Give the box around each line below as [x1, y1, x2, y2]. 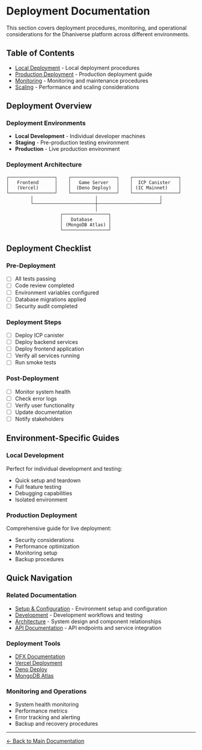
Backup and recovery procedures [14, 720, 98, 728]
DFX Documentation [14, 653, 66, 660]
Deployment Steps [6, 318, 62, 326]
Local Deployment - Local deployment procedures [14, 64, 140, 71]
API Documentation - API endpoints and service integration [14, 624, 162, 631]
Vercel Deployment [14, 659, 63, 666]
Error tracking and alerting [14, 714, 81, 721]
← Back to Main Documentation [6, 737, 85, 745]
